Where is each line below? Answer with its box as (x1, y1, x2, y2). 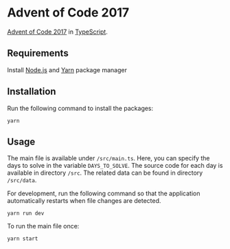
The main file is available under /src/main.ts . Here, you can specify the (7, 154, 210, 162)
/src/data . (7, 176, 37, 184)
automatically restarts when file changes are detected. (7, 197, 161, 205)
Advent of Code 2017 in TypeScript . (7, 28, 108, 36)
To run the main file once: (7, 222, 80, 230)
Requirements (7, 47, 69, 59)
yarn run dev (7, 210, 45, 217)
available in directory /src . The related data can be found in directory (7, 169, 203, 177)
